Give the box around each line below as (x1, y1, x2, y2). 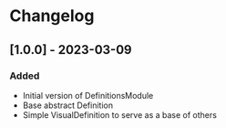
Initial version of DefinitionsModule (22, 90, 154, 101)
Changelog (9, 5, 95, 27)
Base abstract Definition (22, 100, 114, 111)
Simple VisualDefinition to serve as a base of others (22, 109, 217, 120)
